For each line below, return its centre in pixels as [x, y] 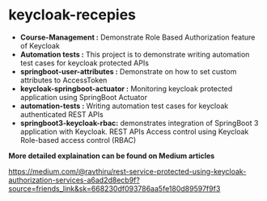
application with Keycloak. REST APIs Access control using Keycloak [134, 132]
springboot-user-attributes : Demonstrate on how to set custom [128, 71]
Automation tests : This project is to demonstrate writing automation [135, 54]
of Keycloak [40, 45]
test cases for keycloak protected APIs [85, 63]
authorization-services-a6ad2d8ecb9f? [74, 180]
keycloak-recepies [72, 15]
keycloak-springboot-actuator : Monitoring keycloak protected [126, 88]
